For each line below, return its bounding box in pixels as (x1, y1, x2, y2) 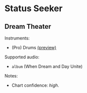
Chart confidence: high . (11, 82, 59, 88)
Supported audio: (4, 54, 39, 60)
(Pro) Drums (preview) (11, 45, 56, 50)
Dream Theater (4, 22, 52, 31)
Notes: (4, 73, 18, 78)
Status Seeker (4, 3, 63, 14)
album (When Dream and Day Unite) (11, 64, 83, 69)
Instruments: (4, 35, 30, 41)
